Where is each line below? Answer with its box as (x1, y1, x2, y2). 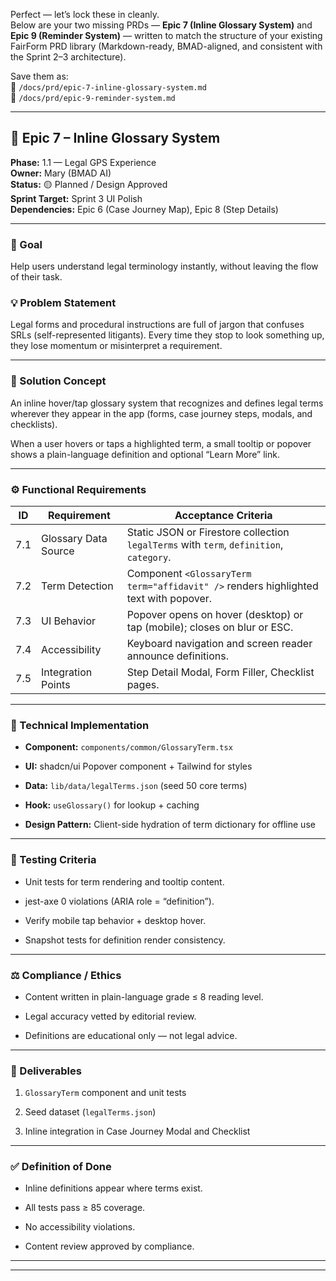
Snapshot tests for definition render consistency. (24, 934, 226, 946)
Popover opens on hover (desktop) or (126, 608, 304, 621)
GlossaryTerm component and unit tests (24, 1087, 187, 1099)
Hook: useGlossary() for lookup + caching (24, 799, 200, 811)
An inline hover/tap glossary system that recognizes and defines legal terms (10, 397, 324, 409)
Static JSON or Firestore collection (126, 525, 290, 539)
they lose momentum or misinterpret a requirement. (10, 340, 223, 352)
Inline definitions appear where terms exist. (24, 1182, 203, 1194)
